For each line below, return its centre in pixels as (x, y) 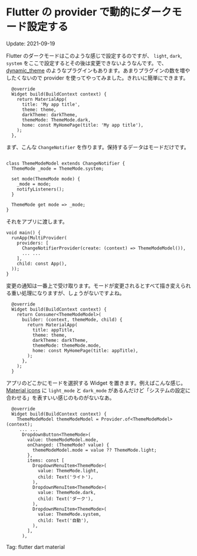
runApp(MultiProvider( (39, 238)
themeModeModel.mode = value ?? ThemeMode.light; (95, 450)
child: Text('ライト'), (65, 477)
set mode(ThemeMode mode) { (46, 179)
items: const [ (46, 460)
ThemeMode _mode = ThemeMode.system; (58, 169)
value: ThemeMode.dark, (67, 492)
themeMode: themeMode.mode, (67, 346)
